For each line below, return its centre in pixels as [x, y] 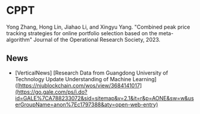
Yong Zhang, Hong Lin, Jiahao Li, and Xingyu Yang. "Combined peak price [98, 27]
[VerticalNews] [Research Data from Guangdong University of [91, 73]
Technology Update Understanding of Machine [73, 79]
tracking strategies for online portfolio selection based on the [82, 33]
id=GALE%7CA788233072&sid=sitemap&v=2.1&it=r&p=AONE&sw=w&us [104, 98]
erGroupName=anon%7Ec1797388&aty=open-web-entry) [86, 104]
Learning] [144, 79]
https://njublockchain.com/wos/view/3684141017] [80, 85]
